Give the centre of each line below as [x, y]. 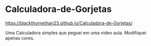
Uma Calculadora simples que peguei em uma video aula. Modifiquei [76, 32]
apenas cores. [20, 38]
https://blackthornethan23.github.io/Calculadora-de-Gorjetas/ [69, 23]
